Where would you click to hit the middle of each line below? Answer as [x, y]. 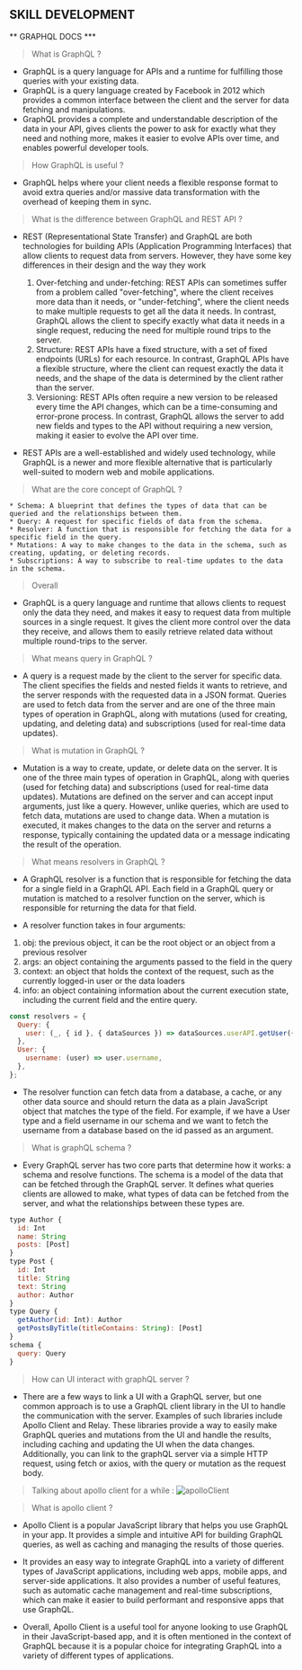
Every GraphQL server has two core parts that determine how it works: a [157, 1165]
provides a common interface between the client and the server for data [155, 100]
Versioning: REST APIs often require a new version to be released [157, 397]
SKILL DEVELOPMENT [72, 15]
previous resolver [55, 952]
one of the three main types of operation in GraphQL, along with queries [156, 777]
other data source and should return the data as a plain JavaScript [145, 1101]
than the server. [65, 387]
